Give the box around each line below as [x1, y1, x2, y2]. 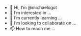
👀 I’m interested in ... [9, 10, 52, 16]
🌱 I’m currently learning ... [9, 15, 62, 20]
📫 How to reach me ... [9, 26, 55, 31]
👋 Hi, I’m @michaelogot [9, 5, 57, 10]
